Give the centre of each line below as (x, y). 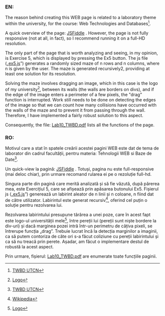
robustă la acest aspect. (29, 246)
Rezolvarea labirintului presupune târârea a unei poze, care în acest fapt (78, 215)
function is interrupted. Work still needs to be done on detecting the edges (81, 99)
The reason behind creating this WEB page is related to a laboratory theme (81, 18)
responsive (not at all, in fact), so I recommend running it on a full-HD (75, 38)
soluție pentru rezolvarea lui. (34, 205)
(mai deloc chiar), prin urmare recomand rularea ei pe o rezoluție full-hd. (78, 174)
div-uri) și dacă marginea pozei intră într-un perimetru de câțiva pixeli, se (79, 226)
